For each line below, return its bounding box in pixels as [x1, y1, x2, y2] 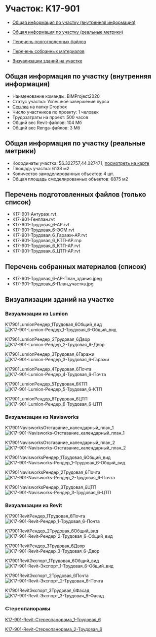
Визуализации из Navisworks [5, 413, 79, 420]
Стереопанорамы [5, 605, 51, 612]
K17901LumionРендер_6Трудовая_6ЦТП [5, 395, 88, 402]
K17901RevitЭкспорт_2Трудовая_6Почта [5, 573, 89, 578]
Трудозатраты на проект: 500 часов [12, 114, 88, 120]
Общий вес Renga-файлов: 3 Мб [12, 125, 80, 130]
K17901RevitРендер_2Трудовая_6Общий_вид [5, 528, 99, 534]
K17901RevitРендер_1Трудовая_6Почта [5, 513, 85, 519]
